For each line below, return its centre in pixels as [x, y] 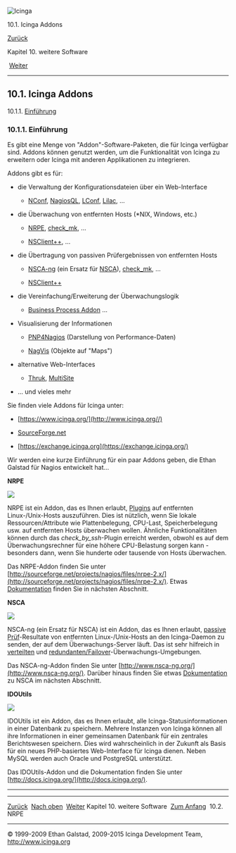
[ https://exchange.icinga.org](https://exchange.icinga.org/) [103, 447]
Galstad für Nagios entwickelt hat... [58, 468]
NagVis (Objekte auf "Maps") [70, 351]
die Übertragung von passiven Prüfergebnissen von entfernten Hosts [117, 255]
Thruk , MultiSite [51, 378]
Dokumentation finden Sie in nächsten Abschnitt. [78, 589]
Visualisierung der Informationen [65, 323]
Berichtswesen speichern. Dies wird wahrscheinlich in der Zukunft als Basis [117, 744]
